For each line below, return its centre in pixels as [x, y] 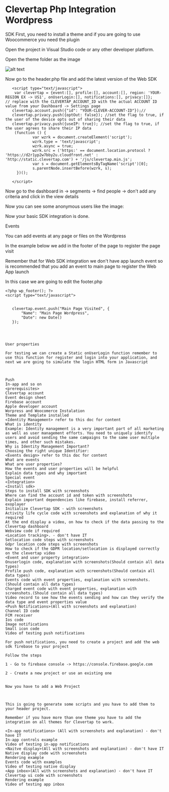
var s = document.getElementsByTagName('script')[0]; [90, 164]
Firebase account [24, 402]
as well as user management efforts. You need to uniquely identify [79, 433]
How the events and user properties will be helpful [62, 468]
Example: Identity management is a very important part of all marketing [85, 429]
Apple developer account [31, 406]
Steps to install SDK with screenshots [47, 491]
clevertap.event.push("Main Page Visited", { [61, 308]
